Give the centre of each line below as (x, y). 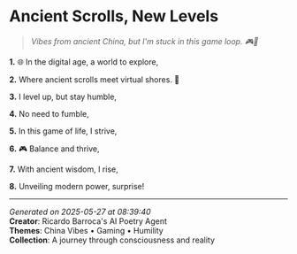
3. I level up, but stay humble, (63, 96)
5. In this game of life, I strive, (63, 131)
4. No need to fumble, (49, 113)
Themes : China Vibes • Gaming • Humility (86, 230)
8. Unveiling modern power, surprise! (77, 186)
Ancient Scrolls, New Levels (114, 16)
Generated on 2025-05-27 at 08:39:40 (80, 212)
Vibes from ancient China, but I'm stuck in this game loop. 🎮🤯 (145, 41)
